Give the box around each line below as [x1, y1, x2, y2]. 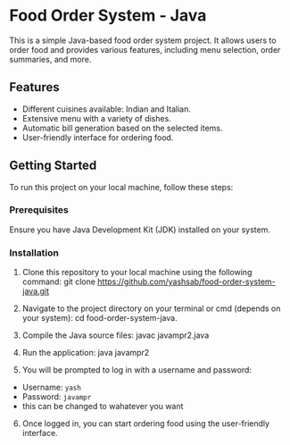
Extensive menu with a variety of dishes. [21, 113, 171, 123]
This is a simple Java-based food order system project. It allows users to [9, 35, 277, 46]
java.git [21, 286, 50, 297]
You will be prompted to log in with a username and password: [21, 365, 253, 375]
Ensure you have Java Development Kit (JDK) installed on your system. [9, 224, 270, 235]
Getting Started [9, 158, 97, 173]
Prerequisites [9, 204, 69, 216]
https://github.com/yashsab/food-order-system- [97, 276, 277, 287]
